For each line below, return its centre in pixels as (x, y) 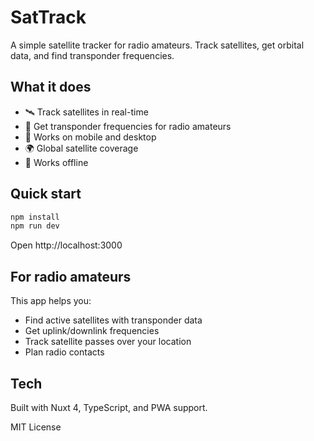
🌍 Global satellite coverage (81, 148)
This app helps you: (51, 301)
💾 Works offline (56, 162)
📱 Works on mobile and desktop (90, 137)
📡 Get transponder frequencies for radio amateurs (128, 126)
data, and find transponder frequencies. (92, 55)
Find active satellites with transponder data (113, 320)
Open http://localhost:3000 (66, 245)
